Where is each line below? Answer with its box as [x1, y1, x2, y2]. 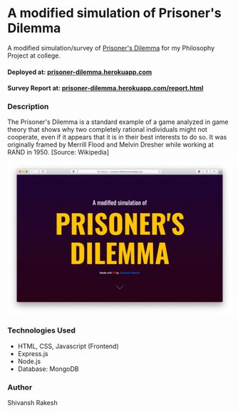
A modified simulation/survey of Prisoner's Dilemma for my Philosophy [7, 43, 215, 52]
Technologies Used [7, 325, 76, 335]
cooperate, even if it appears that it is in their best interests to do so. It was [7, 133, 227, 142]
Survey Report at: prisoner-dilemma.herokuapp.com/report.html [7, 84, 204, 93]
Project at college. [7, 51, 61, 60]
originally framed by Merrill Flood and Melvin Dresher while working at [7, 140, 214, 149]
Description [7, 102, 49, 112]
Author [7, 382, 33, 392]
